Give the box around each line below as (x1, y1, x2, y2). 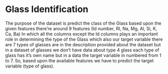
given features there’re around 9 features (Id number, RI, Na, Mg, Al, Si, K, (5, 25, 157, 31)
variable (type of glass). (5, 63, 55, 69)
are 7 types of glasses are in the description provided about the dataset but (5, 41, 161, 47)
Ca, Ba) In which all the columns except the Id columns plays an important (5, 31, 158, 37)
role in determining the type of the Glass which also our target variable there (5, 36, 163, 42)
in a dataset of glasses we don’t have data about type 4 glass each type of (5, 47, 159, 53)
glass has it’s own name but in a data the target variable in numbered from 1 (5, 52, 161, 58)
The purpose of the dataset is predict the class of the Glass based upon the (5, 20, 161, 26)
